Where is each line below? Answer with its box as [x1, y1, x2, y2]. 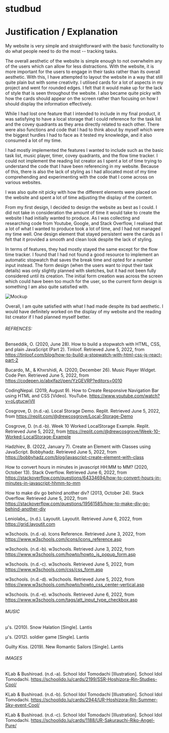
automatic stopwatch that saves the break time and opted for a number [5, 257, 153, 263]
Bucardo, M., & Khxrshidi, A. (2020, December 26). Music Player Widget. [5, 367, 156, 373]
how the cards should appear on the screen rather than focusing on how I [5, 95, 158, 101]
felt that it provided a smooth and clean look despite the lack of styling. [5, 237, 153, 243]
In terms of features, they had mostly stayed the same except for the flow [5, 246, 158, 252]
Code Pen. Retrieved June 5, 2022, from [5, 372, 89, 378]
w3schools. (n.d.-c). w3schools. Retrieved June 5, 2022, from [5, 561, 135, 568]
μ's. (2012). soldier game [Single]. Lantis [5, 634, 89, 640]
